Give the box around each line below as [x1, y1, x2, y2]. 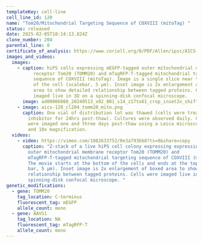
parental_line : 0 [6, 43, 50, 49]
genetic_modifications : [6, 183, 66, 189]
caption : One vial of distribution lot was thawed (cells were [22, 110, 185, 116]
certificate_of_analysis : [6, 48, 71, 54]
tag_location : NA [17, 216, 61, 222]
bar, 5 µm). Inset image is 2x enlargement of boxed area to [28, 166, 185, 172]
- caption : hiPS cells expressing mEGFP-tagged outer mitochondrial [17, 65, 193, 71]
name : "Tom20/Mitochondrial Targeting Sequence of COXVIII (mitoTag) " [6, 20, 190, 26]
